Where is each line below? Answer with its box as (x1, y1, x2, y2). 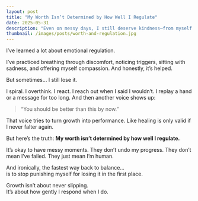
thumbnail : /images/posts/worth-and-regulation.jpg (6, 31, 136, 37)
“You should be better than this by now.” (20, 106, 119, 113)
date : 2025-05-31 (6, 20, 49, 25)
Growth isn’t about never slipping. (6, 182, 89, 189)
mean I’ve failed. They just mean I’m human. (6, 152, 114, 160)
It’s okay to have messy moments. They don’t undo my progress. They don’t (6, 146, 191, 154)
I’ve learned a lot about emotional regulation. (6, 47, 116, 54)
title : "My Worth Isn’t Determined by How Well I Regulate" (6, 14, 158, 20)
